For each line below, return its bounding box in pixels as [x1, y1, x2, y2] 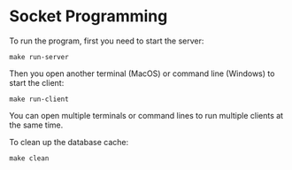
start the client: [9, 77, 65, 88]
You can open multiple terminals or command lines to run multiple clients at [9, 110, 284, 120]
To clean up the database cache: [9, 136, 129, 147]
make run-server [9, 52, 69, 61]
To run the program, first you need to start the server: [9, 35, 204, 46]
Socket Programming [9, 6, 168, 27]
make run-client [9, 95, 69, 104]
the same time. [9, 120, 64, 130]
